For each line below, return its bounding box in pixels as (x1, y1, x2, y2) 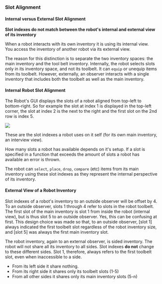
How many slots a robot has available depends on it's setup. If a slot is (5, 147, 145, 152)
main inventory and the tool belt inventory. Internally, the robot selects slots (5, 61, 155, 67)
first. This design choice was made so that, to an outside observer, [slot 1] (5, 219, 152, 224)
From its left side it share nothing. (12, 263, 79, 269)
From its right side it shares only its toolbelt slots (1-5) (12, 268, 119, 274)
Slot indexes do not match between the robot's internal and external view (5, 27, 156, 32)
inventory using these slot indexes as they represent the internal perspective (5, 171, 158, 177)
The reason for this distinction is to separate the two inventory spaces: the (5, 56, 153, 61)
